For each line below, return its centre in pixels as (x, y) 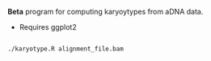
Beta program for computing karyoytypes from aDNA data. (105, 12)
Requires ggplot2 (48, 27)
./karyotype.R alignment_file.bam (66, 49)
